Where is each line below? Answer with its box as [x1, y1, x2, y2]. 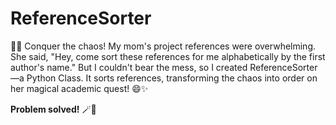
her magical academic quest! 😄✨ [10, 82, 149, 94]
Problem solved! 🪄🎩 [10, 103, 97, 115]
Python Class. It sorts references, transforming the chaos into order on [26, 72, 318, 84]
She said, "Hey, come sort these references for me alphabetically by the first [10, 50, 326, 62]
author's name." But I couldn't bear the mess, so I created [10, 61, 248, 73]
